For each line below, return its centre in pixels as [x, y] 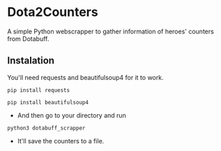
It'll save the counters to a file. [61, 141]
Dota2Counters [53, 12]
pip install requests [39, 90]
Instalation [31, 61]
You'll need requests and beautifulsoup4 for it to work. [85, 77]
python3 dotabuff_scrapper [46, 128]
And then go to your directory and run [72, 115]
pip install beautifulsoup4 [48, 102]
